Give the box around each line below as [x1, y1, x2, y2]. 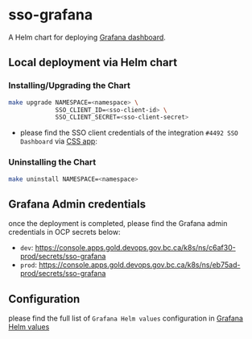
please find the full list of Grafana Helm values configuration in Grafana [8, 313, 244, 324]
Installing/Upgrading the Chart [8, 80, 130, 91]
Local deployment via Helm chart [8, 56, 178, 69]
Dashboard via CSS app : [19, 136, 98, 146]
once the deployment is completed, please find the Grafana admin [8, 219, 228, 228]
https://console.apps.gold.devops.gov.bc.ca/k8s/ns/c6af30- [35, 243, 236, 253]
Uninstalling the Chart [8, 157, 97, 168]
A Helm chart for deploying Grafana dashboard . [8, 32, 167, 42]
